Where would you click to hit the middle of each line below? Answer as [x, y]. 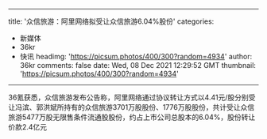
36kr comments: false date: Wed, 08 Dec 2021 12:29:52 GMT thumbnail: [138, 65]
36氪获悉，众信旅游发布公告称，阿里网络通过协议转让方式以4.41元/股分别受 [132, 97]
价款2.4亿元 [28, 127]
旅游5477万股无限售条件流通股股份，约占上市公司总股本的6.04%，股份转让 [132, 117]
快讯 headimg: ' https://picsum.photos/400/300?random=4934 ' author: [136, 56]
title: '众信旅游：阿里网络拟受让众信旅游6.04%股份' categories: [111, 21]
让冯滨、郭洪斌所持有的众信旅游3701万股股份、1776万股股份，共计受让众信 [132, 107]
